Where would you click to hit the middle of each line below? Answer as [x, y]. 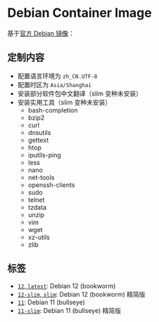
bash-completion [53, 110]
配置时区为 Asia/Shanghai [54, 84]
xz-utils [39, 237]
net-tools [41, 177]
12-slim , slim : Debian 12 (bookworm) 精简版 [81, 294]
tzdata [37, 207]
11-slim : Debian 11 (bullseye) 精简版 [69, 310]
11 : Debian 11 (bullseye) [51, 302]
